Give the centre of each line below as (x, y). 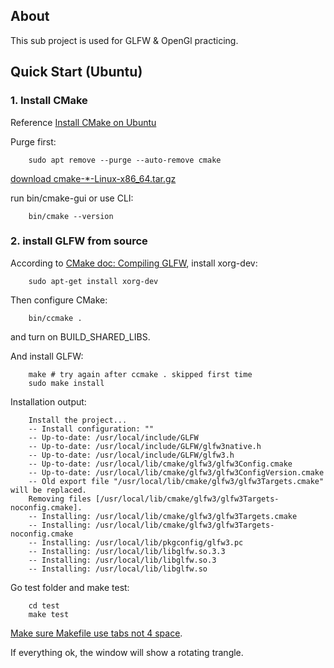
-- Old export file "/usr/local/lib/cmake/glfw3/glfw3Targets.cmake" (176, 481)
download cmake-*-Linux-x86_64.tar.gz (93, 178)
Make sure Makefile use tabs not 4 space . (96, 633)
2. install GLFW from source (79, 241)
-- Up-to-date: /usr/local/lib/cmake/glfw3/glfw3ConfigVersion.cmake (176, 472)
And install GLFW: (47, 356)
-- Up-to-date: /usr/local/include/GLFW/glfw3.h (131, 455)
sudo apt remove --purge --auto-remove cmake (125, 160)
